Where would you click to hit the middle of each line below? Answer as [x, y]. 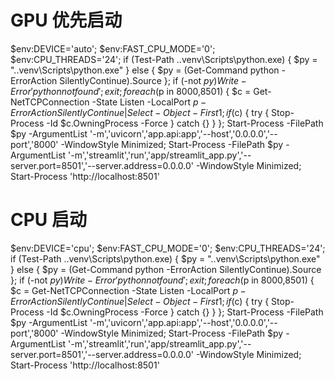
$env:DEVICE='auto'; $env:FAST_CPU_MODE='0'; [113, 48]
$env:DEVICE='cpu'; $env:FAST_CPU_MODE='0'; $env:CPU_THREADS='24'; [168, 248]
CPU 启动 [48, 220]
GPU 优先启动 [66, 20]
